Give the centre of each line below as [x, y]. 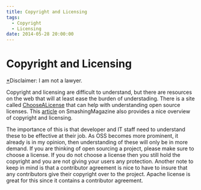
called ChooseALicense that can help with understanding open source [93, 105]
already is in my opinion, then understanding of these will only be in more [97, 142]
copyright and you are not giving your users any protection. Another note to [100, 161]
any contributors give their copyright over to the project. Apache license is [98, 174]
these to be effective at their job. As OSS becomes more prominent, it [92, 136]
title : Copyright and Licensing [47, 12]
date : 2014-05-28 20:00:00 [40, 34]
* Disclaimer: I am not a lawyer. [44, 81]
